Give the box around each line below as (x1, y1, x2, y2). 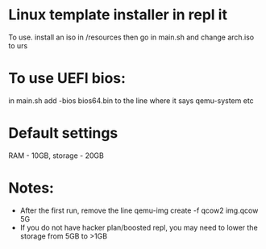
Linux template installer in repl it (8, 6, 228, 24)
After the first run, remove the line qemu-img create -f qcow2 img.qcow (19, 205, 259, 215)
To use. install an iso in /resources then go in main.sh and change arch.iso (8, 32, 255, 42)
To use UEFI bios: (8, 69, 127, 88)
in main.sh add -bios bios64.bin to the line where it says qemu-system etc (8, 95, 254, 106)
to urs (8, 40, 28, 50)
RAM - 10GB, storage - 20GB (8, 151, 105, 160)
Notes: (8, 179, 55, 197)
